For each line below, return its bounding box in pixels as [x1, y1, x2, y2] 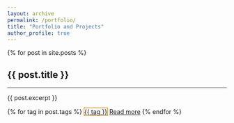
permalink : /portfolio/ [7, 17, 77, 24]
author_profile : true [7, 29, 70, 37]
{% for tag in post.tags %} [7, 108, 82, 116]
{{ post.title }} [7, 69, 70, 81]
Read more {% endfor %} [109, 108, 182, 116]
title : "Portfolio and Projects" [7, 23, 104, 30]
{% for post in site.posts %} [7, 49, 87, 57]
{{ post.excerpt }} [7, 94, 58, 102]
